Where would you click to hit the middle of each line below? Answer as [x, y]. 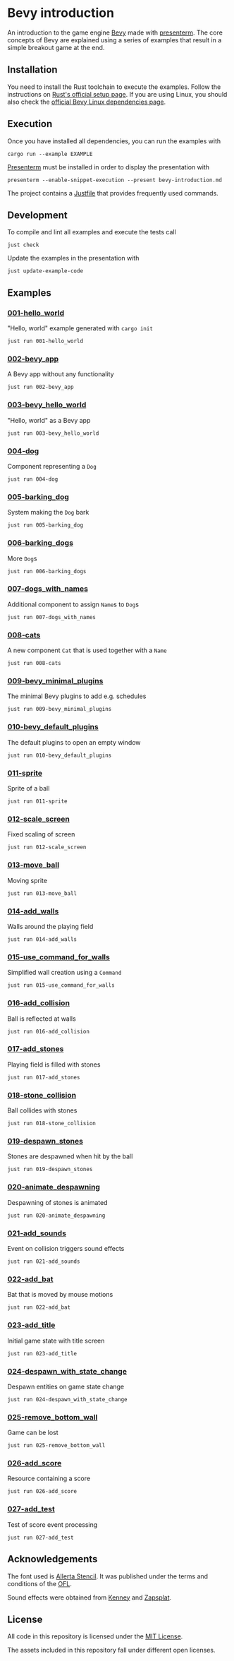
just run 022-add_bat [39, 1307]
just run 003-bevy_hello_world [53, 433]
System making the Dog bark [48, 512]
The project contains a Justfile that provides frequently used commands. [113, 193]
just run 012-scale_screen [47, 847]
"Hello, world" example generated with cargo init [80, 328]
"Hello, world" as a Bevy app [49, 420]
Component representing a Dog [52, 466]
